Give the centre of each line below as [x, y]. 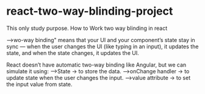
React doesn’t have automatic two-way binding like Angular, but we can [96, 65]
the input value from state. [39, 84]
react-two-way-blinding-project [90, 11]
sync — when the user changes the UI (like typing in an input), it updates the [103, 46]
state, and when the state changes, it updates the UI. [73, 52]
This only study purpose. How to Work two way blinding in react [87, 28]
